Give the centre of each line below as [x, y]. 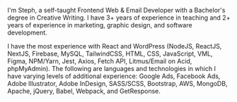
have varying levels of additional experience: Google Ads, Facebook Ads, [114, 76]
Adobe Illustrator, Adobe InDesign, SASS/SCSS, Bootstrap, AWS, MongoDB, [117, 83]
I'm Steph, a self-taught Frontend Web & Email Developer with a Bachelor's [116, 10]
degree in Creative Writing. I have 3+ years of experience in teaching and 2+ [119, 18]
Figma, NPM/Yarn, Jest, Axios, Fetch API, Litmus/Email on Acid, [100, 61]
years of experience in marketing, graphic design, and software [100, 25]
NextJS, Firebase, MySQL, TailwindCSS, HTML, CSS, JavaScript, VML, [110, 53]
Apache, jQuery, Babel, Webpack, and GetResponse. [84, 91]
